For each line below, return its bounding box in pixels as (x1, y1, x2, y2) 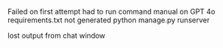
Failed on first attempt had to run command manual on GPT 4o (7, 7, 216, 16)
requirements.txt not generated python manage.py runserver (7, 15, 210, 25)
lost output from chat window (7, 31, 106, 40)
